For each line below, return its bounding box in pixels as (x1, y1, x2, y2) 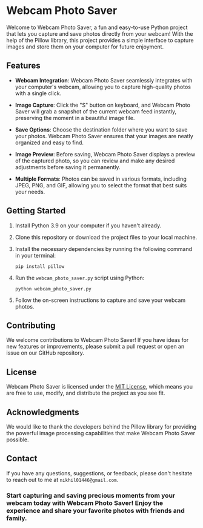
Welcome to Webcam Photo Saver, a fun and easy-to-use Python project (6, 24, 188, 31)
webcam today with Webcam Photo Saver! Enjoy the (6, 498, 164, 507)
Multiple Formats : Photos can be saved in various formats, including (15, 175, 187, 182)
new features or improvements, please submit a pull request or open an (6, 343, 185, 350)
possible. (6, 436, 29, 443)
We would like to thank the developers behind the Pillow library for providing (6, 423, 197, 430)
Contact (6, 453, 38, 464)
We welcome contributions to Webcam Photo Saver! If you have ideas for (6, 336, 189, 344)
